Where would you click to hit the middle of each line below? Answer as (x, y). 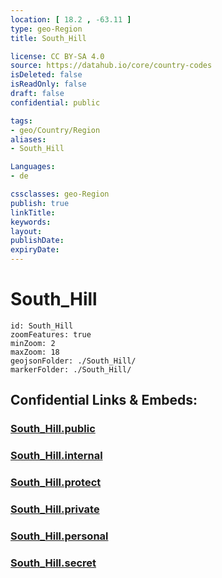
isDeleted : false (46, 75)
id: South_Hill (42, 326)
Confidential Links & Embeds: (104, 400)
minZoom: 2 (33, 343)
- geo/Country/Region (55, 130)
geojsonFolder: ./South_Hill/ (73, 361)
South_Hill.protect (56, 483)
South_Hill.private (55, 509)
